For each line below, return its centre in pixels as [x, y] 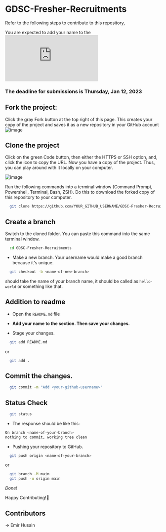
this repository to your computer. [39, 197]
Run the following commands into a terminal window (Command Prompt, [79, 187]
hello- [146, 282]
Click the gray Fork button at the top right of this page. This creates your [79, 119]
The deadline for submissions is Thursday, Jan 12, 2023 [74, 91]
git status [21, 414]
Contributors [25, 513]
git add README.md [29, 342]
